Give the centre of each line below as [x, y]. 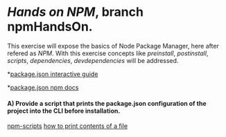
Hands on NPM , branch [76, 12]
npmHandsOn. [50, 27]
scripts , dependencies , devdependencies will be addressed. [93, 60]
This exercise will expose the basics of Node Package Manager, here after [113, 46]
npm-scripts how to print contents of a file [68, 126]
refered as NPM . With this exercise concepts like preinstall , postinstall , [108, 53]
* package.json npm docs [43, 87]
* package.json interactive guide [53, 74]
